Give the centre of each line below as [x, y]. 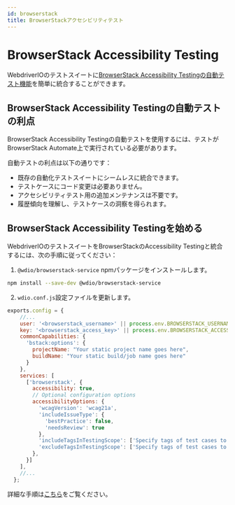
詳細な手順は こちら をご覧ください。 [59, 494]
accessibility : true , [64, 389]
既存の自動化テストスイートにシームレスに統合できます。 [100, 178]
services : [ [37, 376]
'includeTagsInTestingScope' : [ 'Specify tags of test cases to [133, 441]
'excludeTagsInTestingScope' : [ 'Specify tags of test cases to [133, 447]
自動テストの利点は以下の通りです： [59, 163]
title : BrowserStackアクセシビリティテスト [65, 20]
